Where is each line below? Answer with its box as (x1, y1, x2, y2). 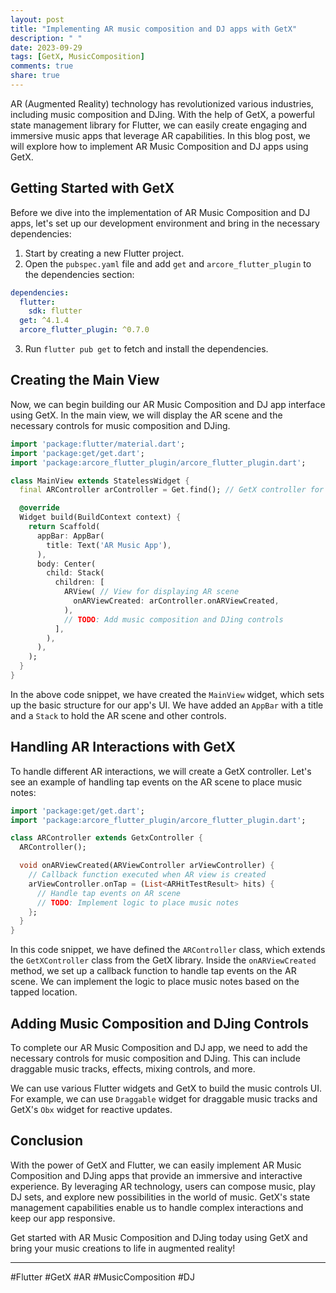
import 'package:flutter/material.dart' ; (10, 439, 186, 449)
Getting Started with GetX (10, 180, 175, 197)
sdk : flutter (28, 306, 83, 316)
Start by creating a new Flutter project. (24, 247, 185, 259)
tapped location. (10, 986, 78, 998)
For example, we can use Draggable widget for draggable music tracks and (10, 1093, 318, 1105)
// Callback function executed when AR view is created (28, 870, 267, 880)
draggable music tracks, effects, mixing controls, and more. (10, 1063, 256, 1075)
